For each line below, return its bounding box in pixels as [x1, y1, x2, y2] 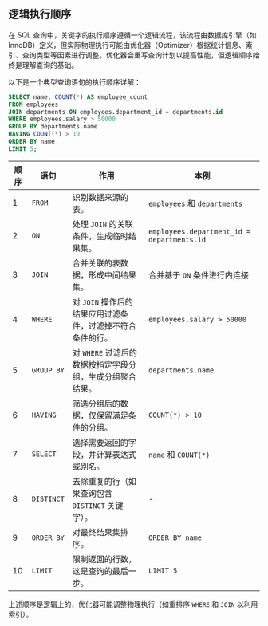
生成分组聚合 [88, 371, 137, 382]
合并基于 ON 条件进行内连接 [148, 270, 250, 281]
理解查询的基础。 [22, 60, 78, 69]
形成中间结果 [88, 270, 137, 281]
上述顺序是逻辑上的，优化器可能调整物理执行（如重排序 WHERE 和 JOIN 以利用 [8, 599, 258, 608]
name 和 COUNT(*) [148, 449, 211, 460]
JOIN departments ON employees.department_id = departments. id [8, 108, 223, 116]
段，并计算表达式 [72, 449, 137, 460]
